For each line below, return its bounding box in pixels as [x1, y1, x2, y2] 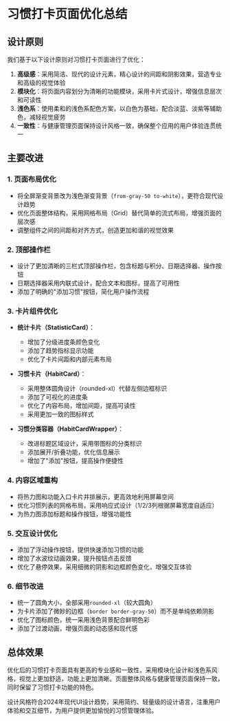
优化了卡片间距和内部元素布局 [27, 355, 112, 363]
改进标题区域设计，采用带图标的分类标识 [27, 440, 142, 448]
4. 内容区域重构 [7, 475, 58, 485]
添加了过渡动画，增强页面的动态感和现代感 [16, 624, 138, 633]
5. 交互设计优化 [7, 528, 58, 538]
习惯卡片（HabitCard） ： [16, 369, 87, 378]
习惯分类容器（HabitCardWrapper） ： [16, 424, 124, 433]
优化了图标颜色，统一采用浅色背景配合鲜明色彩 [16, 616, 150, 624]
